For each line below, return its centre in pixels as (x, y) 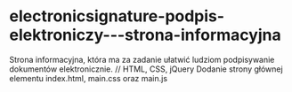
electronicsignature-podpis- (117, 16)
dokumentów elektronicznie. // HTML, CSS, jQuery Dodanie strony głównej (146, 69)
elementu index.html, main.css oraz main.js (88, 78)
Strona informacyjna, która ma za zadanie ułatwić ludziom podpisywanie (142, 59)
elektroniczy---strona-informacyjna (146, 35)
